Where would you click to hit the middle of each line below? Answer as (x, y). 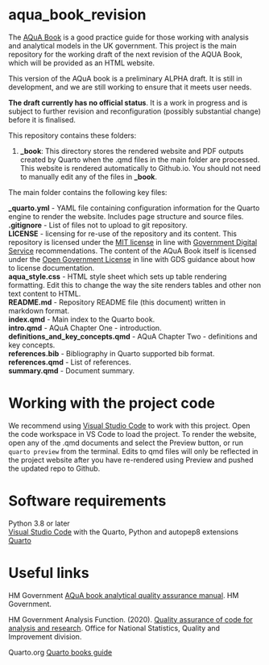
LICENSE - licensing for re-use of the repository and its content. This (123, 233)
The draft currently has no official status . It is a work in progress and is (128, 102)
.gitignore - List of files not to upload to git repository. (98, 225)
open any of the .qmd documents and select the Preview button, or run (126, 443)
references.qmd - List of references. (70, 362)
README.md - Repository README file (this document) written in (117, 302)
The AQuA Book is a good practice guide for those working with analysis (129, 37)
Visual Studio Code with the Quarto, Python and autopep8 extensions (124, 532)
